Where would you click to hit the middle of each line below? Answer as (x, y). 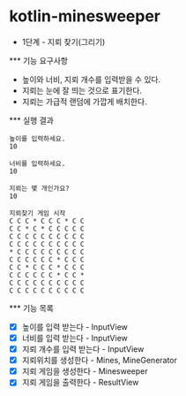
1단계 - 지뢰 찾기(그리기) (63, 42)
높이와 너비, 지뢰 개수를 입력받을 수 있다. (91, 79)
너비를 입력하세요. (37, 164)
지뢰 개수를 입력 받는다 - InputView (83, 349)
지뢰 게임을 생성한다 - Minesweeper (85, 371)
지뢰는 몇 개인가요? (39, 188)
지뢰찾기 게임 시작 (37, 213)
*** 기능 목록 (32, 308)
